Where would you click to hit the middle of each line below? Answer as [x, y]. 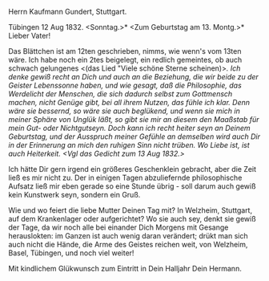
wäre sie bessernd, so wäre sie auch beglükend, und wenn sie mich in [124, 111]
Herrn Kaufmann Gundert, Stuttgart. [68, 12]
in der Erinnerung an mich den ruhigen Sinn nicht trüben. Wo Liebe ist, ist [129, 145]
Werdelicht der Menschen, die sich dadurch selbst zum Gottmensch [120, 94]
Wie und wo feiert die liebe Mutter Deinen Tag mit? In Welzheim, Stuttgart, [130, 210]
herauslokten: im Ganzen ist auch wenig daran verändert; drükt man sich [128, 236]
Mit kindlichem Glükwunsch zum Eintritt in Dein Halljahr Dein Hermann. [125, 269]
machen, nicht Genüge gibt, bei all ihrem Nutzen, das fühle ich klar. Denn [129, 102]
